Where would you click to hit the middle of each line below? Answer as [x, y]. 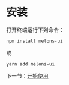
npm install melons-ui [34, 41]
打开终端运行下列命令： [35, 30]
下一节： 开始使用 [27, 75]
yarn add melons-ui [31, 64]
